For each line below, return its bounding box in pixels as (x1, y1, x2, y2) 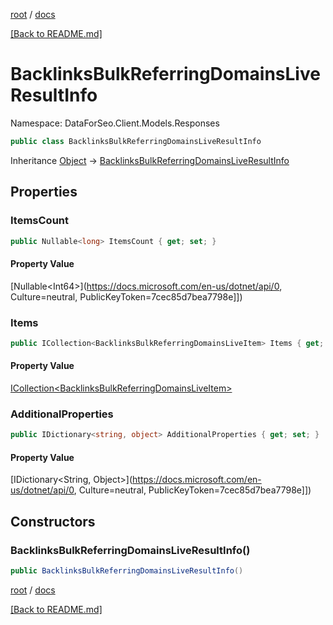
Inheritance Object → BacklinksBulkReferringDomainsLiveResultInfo (10, 154, 290, 166)
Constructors (10, 513, 96, 530)
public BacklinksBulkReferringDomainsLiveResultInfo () (10, 566, 244, 576)
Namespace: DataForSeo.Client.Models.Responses (10, 117, 220, 129)
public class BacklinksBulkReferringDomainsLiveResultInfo (10, 136, 262, 146)
